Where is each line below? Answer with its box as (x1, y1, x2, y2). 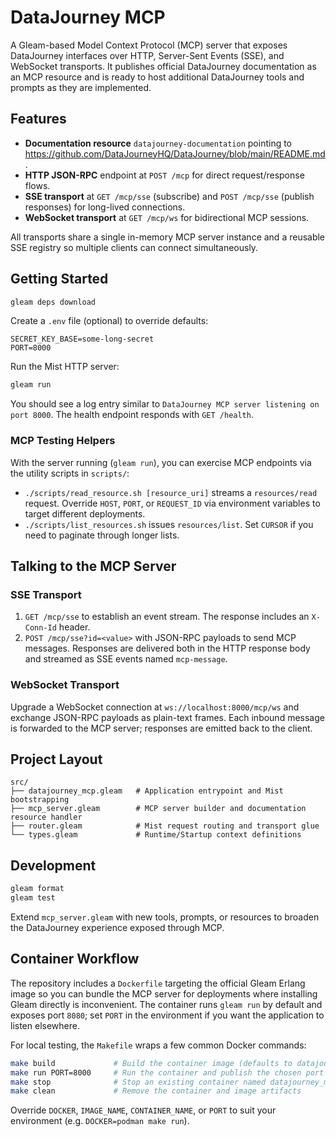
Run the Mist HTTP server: (10, 361, 120, 373)
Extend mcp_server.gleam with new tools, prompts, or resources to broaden (10, 911, 320, 923)
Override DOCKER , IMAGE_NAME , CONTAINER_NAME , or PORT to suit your (10, 1104, 277, 1116)
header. (58, 621, 91, 633)
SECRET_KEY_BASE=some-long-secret (10, 334, 155, 345)
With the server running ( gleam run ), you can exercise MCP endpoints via (10, 456, 312, 468)
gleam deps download (10, 297, 97, 307)
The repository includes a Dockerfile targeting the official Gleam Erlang (10, 977, 306, 989)
